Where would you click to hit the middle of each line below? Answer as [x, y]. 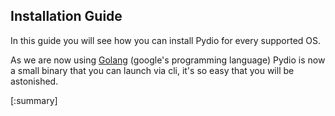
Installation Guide [66, 16]
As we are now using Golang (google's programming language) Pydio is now [168, 60]
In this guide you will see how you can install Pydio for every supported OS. [166, 40]
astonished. [34, 81]
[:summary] [34, 100]
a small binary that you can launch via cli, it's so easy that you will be [152, 70]
